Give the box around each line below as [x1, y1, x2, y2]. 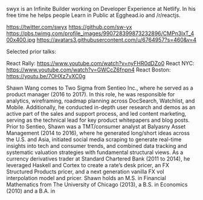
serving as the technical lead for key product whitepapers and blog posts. [6, 116, 190, 124]
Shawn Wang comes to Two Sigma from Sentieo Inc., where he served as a [6, 84, 193, 92]
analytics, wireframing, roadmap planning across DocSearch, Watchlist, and [6, 97, 195, 104]
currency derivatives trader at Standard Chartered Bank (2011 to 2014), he [6, 155, 190, 162]
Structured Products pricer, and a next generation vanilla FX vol [6, 168, 164, 175]
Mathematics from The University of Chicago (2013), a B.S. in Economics [6, 181, 188, 188]
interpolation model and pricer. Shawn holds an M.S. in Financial [6, 175, 166, 181]
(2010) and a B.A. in [6, 187, 56, 195]
